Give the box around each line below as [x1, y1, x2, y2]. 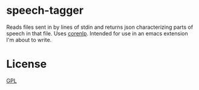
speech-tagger [6, 4, 83, 17]
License [6, 58, 47, 71]
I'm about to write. [6, 36, 52, 43]
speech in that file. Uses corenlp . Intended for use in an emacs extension [6, 29, 189, 37]
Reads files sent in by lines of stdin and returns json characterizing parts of [6, 23, 194, 31]
